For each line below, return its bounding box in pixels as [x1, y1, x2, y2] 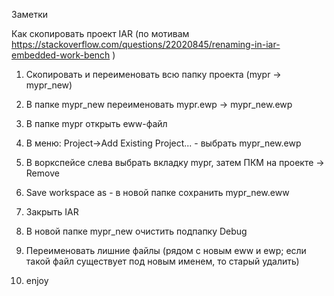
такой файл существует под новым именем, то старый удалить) [25, 255, 300, 267]
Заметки [11, 9, 49, 20]
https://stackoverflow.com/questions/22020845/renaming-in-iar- [11, 39, 281, 50]
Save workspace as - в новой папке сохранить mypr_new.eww [25, 187, 290, 198]
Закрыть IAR [25, 206, 79, 218]
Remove [25, 167, 60, 179]
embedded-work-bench [11, 49, 111, 61]
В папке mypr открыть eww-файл [25, 118, 168, 129]
